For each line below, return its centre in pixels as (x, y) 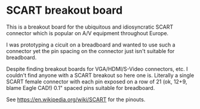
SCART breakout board (64, 10)
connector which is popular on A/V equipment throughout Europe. (87, 33)
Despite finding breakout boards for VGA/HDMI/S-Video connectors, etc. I (97, 68)
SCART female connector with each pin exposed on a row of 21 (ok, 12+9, (97, 82)
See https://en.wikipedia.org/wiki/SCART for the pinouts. (76, 99)
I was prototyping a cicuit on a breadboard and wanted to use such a (91, 45)
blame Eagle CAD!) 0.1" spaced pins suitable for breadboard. (81, 88)
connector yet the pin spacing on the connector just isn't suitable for (90, 51)
